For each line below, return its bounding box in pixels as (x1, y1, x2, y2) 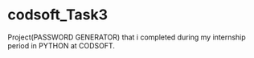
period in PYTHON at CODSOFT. (7, 40, 116, 50)
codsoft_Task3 (7, 6, 109, 24)
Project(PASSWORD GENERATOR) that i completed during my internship (7, 32, 246, 42)
